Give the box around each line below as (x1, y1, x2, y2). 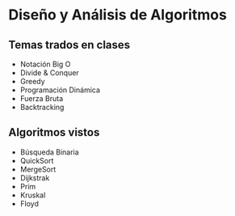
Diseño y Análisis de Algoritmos (8, 6, 228, 24)
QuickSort (19, 155, 54, 165)
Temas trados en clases (8, 38, 131, 52)
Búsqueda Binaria (19, 147, 79, 157)
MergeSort (19, 164, 57, 174)
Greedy (19, 77, 46, 86)
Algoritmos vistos (8, 125, 100, 139)
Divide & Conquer (19, 68, 79, 78)
